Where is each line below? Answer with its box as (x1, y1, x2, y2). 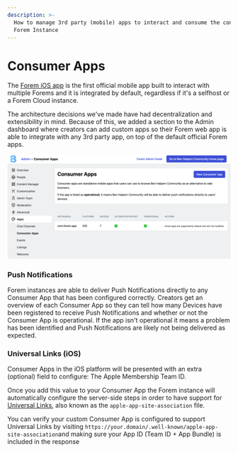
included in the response (7, 437, 80, 446)
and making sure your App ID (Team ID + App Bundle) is (57, 430, 222, 439)
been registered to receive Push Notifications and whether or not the (7, 308, 208, 317)
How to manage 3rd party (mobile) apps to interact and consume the (13, 18, 220, 26)
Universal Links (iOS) (7, 348, 81, 358)
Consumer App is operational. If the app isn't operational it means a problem (7, 315, 230, 324)
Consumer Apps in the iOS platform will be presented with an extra (7, 365, 202, 374)
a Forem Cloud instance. (7, 96, 79, 105)
